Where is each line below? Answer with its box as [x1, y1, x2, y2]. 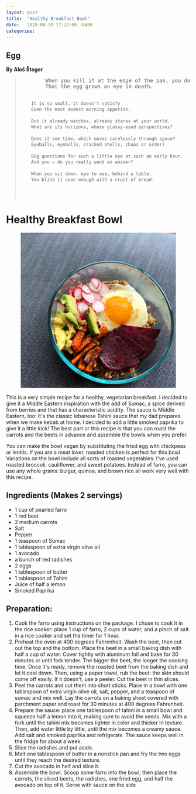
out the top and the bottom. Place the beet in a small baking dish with [14, 644, 182, 651]
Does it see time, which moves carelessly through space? [31, 136, 176, 142]
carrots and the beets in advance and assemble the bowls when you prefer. [6, 431, 188, 438]
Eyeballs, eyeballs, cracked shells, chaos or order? [31, 142, 165, 148]
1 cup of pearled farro [14, 506, 67, 513]
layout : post [6, 9, 38, 15]
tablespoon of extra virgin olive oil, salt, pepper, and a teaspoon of [14, 688, 175, 695]
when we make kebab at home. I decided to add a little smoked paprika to [6, 419, 184, 426]
